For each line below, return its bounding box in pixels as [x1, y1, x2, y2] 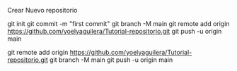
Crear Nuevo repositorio [7, 6, 78, 14]
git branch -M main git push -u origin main [49, 56, 173, 64]
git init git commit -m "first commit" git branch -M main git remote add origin [7, 20, 230, 27]
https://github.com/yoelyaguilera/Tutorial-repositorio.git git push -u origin [7, 27, 222, 35]
